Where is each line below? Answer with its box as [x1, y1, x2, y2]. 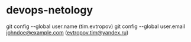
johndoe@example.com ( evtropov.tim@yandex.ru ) [6, 29, 129, 36]
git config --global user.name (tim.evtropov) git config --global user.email [6, 23, 185, 30]
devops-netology [6, 3, 93, 17]
